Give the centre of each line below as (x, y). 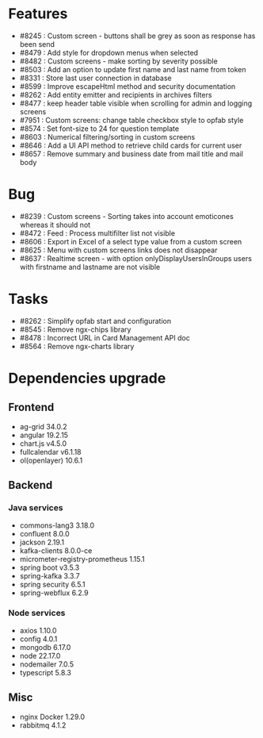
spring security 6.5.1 (52, 584)
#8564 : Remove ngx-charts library (77, 346)
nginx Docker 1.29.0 (52, 717)
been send (37, 44)
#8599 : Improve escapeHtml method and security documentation (128, 86)
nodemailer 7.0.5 (46, 664)
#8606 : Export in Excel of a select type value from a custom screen (131, 241)
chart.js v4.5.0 (43, 443)
